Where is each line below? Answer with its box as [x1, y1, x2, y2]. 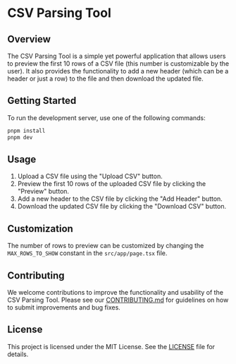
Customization [7, 223, 74, 235]
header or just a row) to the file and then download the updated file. [7, 74, 204, 83]
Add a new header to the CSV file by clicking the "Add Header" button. [17, 194, 223, 203]
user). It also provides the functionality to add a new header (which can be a [7, 67, 229, 75]
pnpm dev [7, 134, 33, 141]
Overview [7, 33, 51, 45]
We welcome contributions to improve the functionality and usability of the [7, 288, 224, 296]
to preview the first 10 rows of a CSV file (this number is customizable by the [7, 59, 230, 68]
